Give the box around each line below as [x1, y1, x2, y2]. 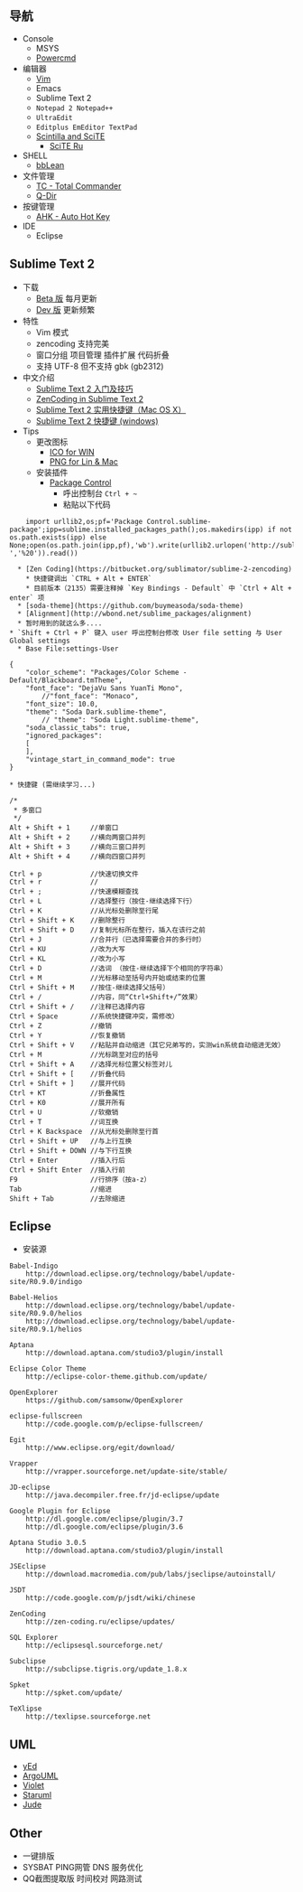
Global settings [9, 636, 70, 645]
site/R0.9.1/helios [9, 1325, 83, 1335]
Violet [22, 1780, 45, 1791]
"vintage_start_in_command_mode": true [25, 754, 176, 763]
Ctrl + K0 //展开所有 [9, 1098, 126, 1107]
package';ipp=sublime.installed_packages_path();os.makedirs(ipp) [9, 525, 264, 534]
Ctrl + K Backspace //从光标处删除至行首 [9, 1127, 160, 1136]
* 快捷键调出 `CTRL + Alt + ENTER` [25, 574, 152, 583]
